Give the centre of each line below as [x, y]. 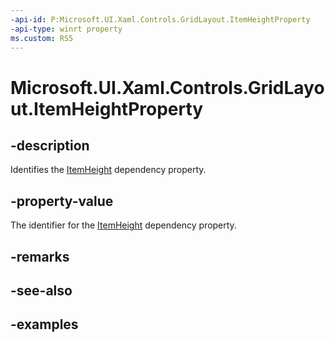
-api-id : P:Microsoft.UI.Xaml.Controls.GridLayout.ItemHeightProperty [160, 19]
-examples [44, 324]
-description [50, 145]
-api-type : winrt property [66, 29]
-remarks [40, 256]
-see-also [41, 290]
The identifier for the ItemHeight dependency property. [123, 225]
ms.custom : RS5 [42, 38]
